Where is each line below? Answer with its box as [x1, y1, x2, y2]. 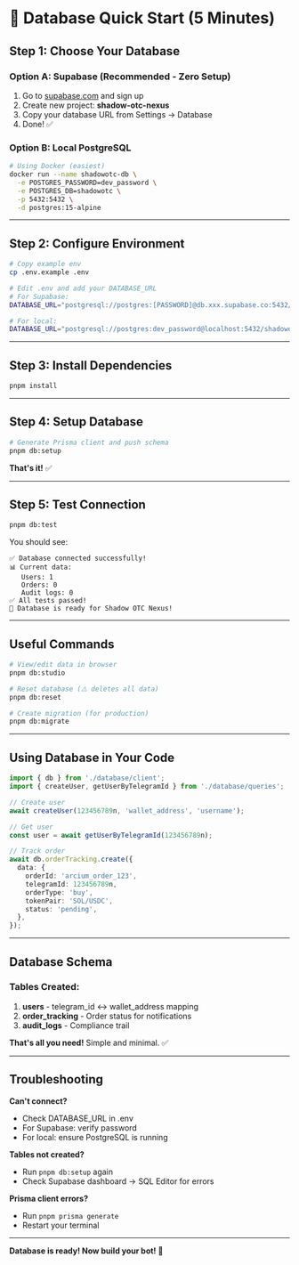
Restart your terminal [21, 1220, 100, 1230]
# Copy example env [9, 260, 82, 269]
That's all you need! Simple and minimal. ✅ [9, 1037, 169, 1048]
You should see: [9, 537, 69, 547]
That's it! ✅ [9, 462, 53, 473]
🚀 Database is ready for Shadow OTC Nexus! [9, 604, 174, 613]
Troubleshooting [9, 1072, 104, 1087]
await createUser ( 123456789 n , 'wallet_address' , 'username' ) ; [9, 806, 245, 815]
